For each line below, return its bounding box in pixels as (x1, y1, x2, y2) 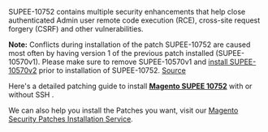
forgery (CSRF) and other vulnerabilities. (8, 24, 144, 33)
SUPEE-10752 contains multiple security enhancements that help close (8, 7, 246, 16)
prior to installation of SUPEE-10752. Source (38, 66, 187, 75)
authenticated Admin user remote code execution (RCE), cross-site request (8, 15, 261, 25)
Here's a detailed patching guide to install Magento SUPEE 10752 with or (8, 81, 253, 91)
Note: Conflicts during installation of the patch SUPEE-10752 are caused (8, 40, 251, 49)
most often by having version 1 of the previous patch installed (8, 49, 214, 57)
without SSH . (8, 90, 54, 100)
